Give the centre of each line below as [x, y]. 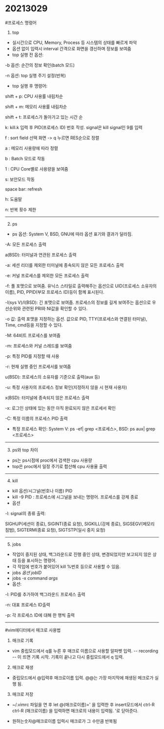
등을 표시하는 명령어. [37, 560]
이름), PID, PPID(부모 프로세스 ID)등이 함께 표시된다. [55, 292]
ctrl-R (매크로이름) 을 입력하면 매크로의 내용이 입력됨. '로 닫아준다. [75, 710]
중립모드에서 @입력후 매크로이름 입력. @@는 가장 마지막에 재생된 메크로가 [83, 678]
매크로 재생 [23, 667]
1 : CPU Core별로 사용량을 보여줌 [37, 169]
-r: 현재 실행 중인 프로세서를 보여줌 [38, 366]
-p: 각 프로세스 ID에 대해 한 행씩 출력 [40, 615]
